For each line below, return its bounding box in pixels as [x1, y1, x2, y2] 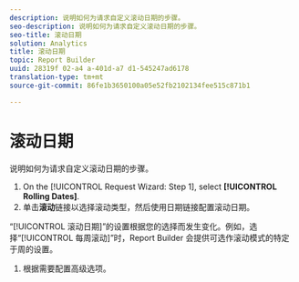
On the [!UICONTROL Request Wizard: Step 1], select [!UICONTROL [22, 181, 278, 192]
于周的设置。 [9, 243, 57, 255]
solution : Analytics [9, 38, 88, 48]
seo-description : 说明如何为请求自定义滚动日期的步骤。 [9, 22, 201, 31]
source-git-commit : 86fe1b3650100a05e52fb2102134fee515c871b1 [9, 81, 251, 90]
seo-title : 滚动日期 [9, 30, 82, 39]
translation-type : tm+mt [9, 73, 104, 82]
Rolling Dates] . [22, 190, 80, 201]
